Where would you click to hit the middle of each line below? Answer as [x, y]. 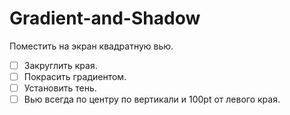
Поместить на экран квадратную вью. [91, 46]
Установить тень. [60, 88]
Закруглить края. [60, 65]
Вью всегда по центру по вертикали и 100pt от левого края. [152, 99]
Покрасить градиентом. [75, 76]
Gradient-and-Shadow [105, 18]
